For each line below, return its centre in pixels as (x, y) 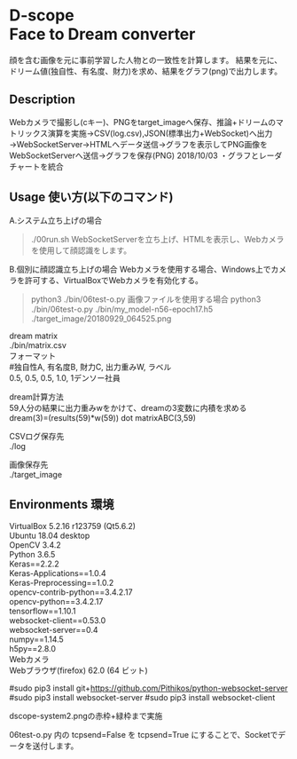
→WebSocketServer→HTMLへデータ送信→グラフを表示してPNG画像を (139, 144)
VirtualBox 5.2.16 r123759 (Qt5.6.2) (72, 526)
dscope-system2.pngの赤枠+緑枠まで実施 (86, 716)
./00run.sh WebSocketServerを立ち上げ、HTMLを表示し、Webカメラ (157, 239)
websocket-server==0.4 (54, 630)
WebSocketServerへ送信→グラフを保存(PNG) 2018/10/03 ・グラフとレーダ (146, 155)
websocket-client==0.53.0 (58, 621)
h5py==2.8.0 (32, 649)
